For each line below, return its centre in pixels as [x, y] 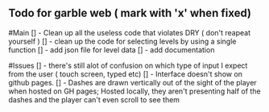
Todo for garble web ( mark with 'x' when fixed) [130, 13]
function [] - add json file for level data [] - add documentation [112, 50]
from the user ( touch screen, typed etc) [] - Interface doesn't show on [126, 74]
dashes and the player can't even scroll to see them [94, 99]
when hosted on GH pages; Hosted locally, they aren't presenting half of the [134, 91]
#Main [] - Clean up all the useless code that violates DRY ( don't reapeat [130, 32]
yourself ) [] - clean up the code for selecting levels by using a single [122, 41]
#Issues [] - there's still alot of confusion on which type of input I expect [128, 65]
